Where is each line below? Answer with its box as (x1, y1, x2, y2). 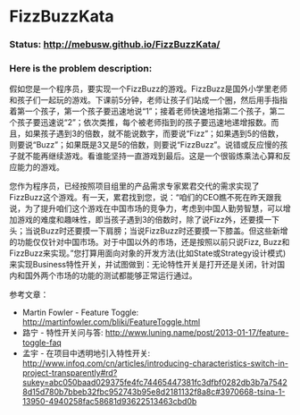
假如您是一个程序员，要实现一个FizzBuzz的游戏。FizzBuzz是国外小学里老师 (9, 83, 288, 95)
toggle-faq (21, 337, 62, 348)
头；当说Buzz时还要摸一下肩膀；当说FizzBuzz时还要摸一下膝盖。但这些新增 (9, 225, 288, 236)
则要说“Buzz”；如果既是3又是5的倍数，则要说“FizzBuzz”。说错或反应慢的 (9, 140, 280, 150)
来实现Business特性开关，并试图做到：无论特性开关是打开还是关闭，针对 (9, 259, 278, 270)
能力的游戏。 (16, 162, 64, 173)
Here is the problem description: (9, 63, 153, 75)
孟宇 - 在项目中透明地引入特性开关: (21, 348, 151, 359)
